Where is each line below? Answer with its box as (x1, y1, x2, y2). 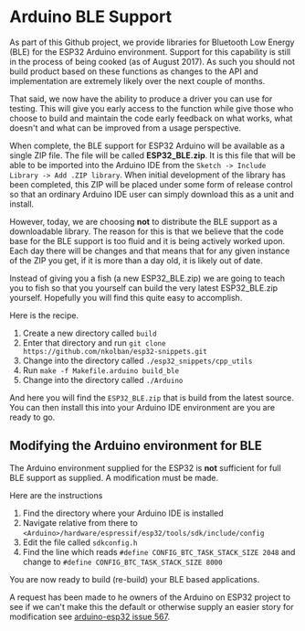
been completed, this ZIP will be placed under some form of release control (9, 178, 294, 189)
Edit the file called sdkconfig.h (22, 537, 138, 548)
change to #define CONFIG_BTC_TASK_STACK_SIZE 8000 (22, 556, 223, 567)
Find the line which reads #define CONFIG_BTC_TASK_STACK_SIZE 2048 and (22, 546, 296, 557)
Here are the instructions (9, 489, 103, 500)
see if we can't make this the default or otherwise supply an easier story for (9, 601, 294, 612)
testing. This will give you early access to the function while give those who (9, 102, 294, 113)
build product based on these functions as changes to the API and (9, 66, 258, 77)
